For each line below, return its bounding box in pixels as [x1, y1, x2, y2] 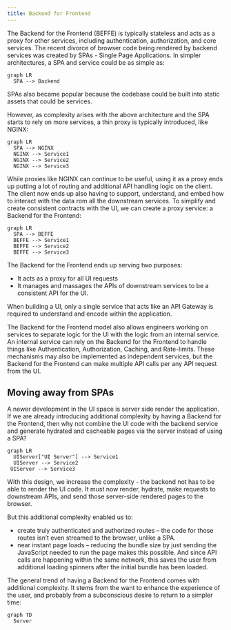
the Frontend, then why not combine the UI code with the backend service [7, 420, 219, 428]
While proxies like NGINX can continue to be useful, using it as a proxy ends [7, 174, 223, 183]
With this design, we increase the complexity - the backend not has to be [7, 478, 215, 486]
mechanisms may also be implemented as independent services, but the [7, 352, 213, 360]
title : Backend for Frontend [7, 10, 91, 17]
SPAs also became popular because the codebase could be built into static [7, 90, 220, 98]
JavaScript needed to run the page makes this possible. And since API [17, 549, 217, 557]
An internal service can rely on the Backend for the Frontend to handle [7, 337, 207, 345]
